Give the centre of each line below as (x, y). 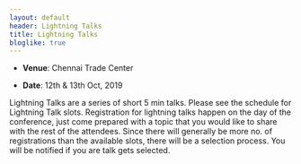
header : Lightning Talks (56, 26)
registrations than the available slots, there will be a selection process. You (147, 141)
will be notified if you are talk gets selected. (90, 151)
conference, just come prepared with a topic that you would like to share (143, 122)
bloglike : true (38, 43)
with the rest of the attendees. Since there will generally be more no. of (141, 132)
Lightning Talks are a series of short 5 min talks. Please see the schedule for (150, 103)
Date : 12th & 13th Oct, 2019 (72, 85)
